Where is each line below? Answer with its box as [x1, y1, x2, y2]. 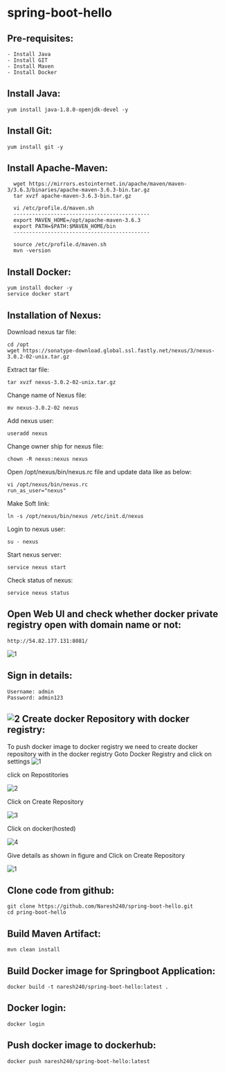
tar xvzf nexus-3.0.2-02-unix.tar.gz [7, 379, 116, 386]
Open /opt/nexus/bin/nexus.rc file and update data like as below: [7, 468, 192, 476]
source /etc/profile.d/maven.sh [13, 241, 107, 248]
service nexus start [7, 564, 67, 571]
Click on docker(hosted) [7, 824, 76, 833]
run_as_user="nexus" [7, 487, 67, 494]
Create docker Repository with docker [21, 713, 190, 725]
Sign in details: [7, 670, 73, 682]
